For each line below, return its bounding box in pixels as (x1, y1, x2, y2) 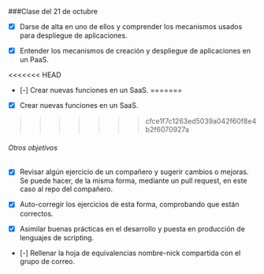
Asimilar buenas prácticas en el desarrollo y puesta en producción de (19, 224, 246, 233)
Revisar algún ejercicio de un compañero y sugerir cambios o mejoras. (19, 167, 249, 176)
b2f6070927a (145, 125, 190, 135)
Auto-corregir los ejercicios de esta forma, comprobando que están (19, 200, 240, 209)
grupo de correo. (19, 256, 76, 266)
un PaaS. (19, 55, 49, 65)
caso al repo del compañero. (19, 184, 113, 194)
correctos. (19, 209, 54, 218)
